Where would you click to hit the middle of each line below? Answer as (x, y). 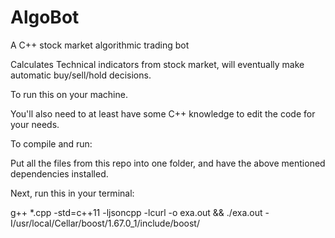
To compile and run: (51, 143)
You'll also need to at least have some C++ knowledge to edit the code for (163, 113)
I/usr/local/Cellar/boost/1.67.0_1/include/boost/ (105, 223)
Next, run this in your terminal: (72, 193)
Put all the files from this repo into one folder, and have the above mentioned (168, 163)
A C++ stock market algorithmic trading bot (100, 45)
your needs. (35, 124)
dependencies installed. (59, 173)
